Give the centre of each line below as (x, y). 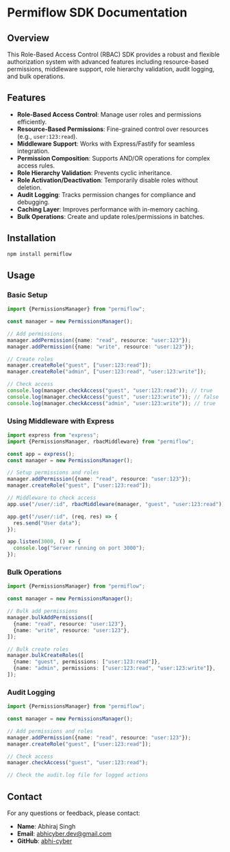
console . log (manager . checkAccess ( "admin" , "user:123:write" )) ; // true (111, 403)
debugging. (33, 202)
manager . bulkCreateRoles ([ (46, 656)
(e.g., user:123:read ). (47, 136)
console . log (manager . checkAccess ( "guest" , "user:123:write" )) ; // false (113, 397)
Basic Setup (27, 295)
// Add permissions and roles (50, 731)
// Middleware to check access (52, 498)
